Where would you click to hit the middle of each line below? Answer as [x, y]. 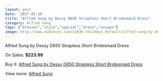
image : [12, 32]
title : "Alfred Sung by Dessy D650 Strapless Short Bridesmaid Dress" [78, 18]
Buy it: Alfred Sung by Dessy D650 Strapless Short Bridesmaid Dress [74, 64]
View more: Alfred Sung [29, 74]
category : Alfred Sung [28, 23]
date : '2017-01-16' [25, 14]
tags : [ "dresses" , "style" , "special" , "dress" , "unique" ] [62, 27]
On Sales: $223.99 [24, 55]
